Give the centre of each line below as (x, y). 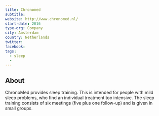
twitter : (14, 42)
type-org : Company (24, 28)
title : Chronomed (23, 10)
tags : (11, 51)
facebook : (15, 47)
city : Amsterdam (22, 33)
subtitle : (15, 14)
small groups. (19, 108)
